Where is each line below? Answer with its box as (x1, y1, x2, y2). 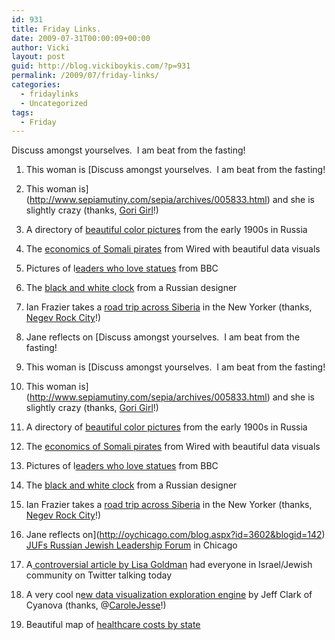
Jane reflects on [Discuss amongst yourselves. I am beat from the (25, 331, 301, 343)
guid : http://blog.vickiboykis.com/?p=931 (11, 61, 191, 71)
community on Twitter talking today (25, 569, 173, 581)
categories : (11, 80, 61, 90)
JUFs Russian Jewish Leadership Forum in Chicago (25, 539, 238, 551)
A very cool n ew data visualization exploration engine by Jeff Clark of (25, 589, 313, 601)
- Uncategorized (20, 98, 88, 108)
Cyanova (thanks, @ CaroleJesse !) (25, 599, 167, 611)
